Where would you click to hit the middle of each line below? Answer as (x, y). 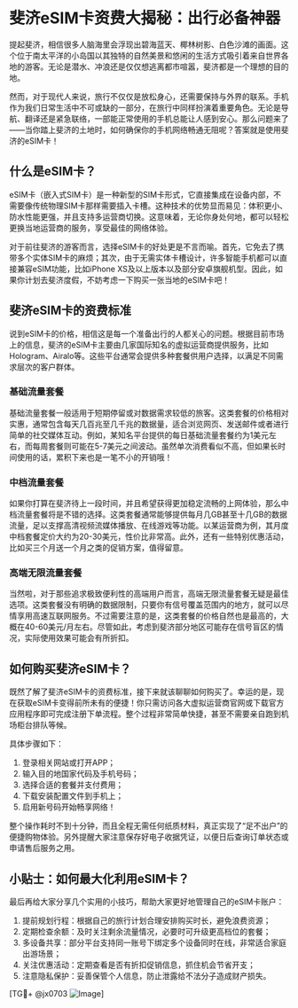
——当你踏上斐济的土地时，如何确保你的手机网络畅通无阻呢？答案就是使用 (145, 129)
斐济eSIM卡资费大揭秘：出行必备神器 (145, 18)
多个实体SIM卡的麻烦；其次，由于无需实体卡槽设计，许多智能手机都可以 (148, 257)
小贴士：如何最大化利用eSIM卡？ (99, 879)
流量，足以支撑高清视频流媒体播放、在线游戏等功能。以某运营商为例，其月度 (149, 526)
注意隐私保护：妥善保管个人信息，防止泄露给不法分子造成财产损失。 (146, 976)
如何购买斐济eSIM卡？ (70, 669)
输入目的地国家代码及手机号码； (80, 774)
